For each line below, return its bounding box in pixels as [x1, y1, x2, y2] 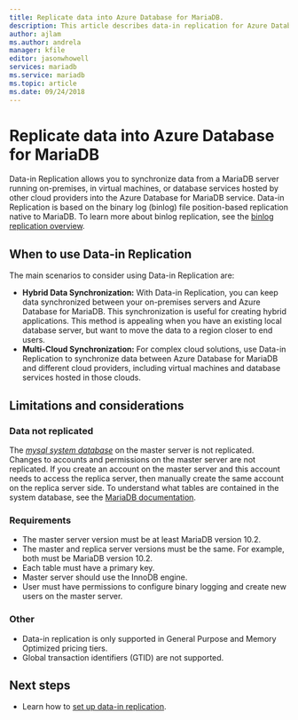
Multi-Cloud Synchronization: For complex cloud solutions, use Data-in [21, 344, 286, 355]
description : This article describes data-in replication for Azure [9, 21, 268, 30]
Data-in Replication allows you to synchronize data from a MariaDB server [9, 174, 279, 185]
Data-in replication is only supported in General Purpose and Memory [21, 633, 277, 644]
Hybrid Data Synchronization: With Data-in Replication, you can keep [21, 288, 279, 298]
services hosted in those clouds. [21, 372, 142, 383]
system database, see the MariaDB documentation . [9, 492, 197, 502]
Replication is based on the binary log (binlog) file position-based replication [9, 202, 288, 213]
